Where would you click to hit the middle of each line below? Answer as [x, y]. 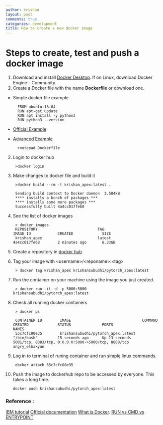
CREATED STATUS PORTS [63, 325]
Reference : [20, 401]
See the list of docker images [43, 216]
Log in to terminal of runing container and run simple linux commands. [85, 356]
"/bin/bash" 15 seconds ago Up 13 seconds [72, 338]
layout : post [19, 14]
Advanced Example [33, 139]
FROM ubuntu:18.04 [37, 107]
